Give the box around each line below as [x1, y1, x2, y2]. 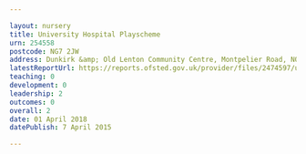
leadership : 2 [9, 88, 64, 98]
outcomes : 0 [9, 98, 55, 107]
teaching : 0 [9, 72, 55, 82]
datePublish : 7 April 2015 [9, 123, 112, 132]
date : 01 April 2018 [9, 115, 88, 124]
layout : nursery [9, 21, 71, 30]
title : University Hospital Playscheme [9, 29, 161, 39]
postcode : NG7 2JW [9, 46, 79, 56]
